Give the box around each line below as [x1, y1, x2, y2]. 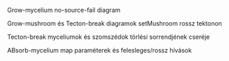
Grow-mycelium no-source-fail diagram [7, 6, 121, 14]
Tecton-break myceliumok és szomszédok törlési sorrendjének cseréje [7, 33, 210, 41]
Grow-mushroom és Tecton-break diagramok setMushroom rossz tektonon [7, 19, 222, 27]
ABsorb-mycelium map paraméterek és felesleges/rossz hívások [7, 46, 192, 54]
